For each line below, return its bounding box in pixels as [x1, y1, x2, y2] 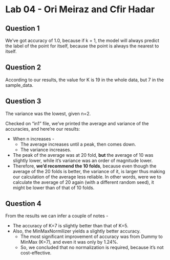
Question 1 [5, 24, 40, 33]
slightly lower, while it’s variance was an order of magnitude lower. [12, 157, 153, 163]
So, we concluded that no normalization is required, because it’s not [20, 244, 164, 251]
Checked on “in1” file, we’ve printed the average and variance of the [5, 120, 149, 126]
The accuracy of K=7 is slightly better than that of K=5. [12, 223, 129, 229]
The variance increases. [20, 147, 72, 153]
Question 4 [5, 199, 42, 208]
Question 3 [5, 97, 41, 106]
